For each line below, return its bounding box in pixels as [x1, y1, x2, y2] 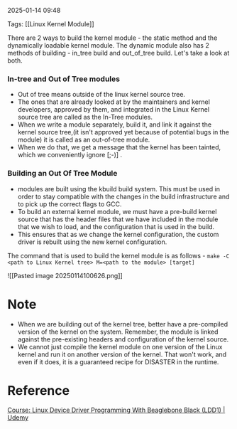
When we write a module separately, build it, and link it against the [17, 120, 211, 129]
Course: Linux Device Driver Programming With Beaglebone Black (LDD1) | [7, 406, 226, 415]
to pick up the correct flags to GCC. [17, 199, 122, 208]
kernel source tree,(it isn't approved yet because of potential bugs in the [17, 128, 229, 137]
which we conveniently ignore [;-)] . [17, 151, 123, 159]
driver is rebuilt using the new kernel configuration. [17, 238, 167, 246]
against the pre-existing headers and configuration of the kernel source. [17, 334, 229, 344]
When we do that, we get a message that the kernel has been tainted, [17, 143, 221, 152]
